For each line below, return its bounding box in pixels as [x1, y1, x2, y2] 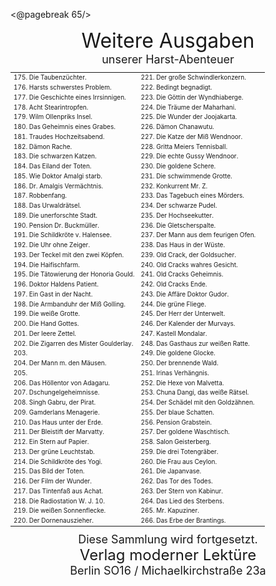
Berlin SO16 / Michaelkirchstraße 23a [69, 563, 267, 578]
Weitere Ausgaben [81, 28, 255, 53]
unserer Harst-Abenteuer [101, 52, 235, 66]
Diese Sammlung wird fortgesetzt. [78, 532, 258, 546]
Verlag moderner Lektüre [79, 545, 257, 564]
